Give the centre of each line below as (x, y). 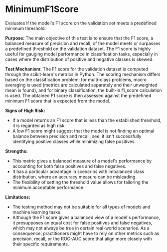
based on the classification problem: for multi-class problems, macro (76, 79)
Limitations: (18, 197)
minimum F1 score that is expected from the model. (58, 100)
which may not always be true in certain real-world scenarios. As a (81, 228)
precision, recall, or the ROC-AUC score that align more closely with (82, 238)
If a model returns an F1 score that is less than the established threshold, (87, 120)
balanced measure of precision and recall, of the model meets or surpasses (83, 43)
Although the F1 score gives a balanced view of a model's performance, (86, 217)
